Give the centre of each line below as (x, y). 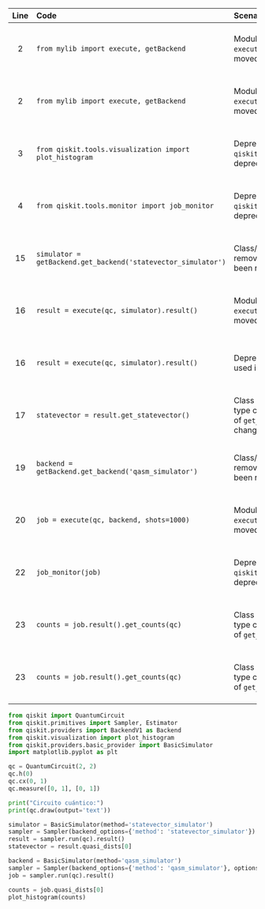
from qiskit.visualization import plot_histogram (91, 737)
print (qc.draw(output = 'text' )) (60, 810)
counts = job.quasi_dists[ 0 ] (56, 890)
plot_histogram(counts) (47, 897)
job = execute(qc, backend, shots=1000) (113, 520)
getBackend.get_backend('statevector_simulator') (131, 262)
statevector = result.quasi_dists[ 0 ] (70, 847)
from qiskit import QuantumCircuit (67, 715)
